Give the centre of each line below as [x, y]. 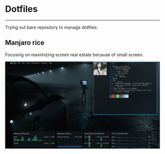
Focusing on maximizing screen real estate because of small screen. [74, 55]
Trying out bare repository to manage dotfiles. [52, 27]
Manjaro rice [25, 43]
